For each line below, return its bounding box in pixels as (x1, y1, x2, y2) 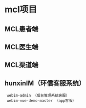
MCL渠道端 (4, 61, 39, 69)
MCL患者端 (4, 25, 39, 33)
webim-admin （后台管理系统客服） (6, 93, 69, 98)
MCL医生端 (4, 43, 39, 51)
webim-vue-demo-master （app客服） (6, 98, 76, 103)
